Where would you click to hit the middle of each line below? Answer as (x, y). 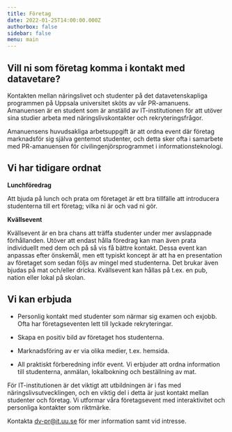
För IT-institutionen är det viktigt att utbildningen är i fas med (94, 385)
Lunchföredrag (30, 185)
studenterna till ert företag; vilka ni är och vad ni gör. (83, 206)
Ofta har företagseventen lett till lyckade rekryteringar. (95, 323)
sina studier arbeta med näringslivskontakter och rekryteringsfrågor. (105, 118)
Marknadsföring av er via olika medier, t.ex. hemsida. (93, 350)
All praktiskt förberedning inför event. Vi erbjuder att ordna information (119, 364)
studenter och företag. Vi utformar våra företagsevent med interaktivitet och (116, 400)
